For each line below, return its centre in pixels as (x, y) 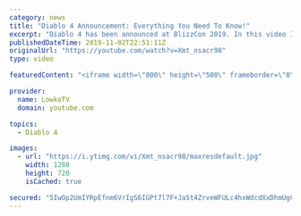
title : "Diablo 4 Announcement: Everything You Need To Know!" (130, 26)
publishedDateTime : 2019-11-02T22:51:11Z (88, 42)
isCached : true (54, 181)
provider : (28, 91)
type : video (31, 59)
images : (24, 148)
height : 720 (47, 173)
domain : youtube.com (56, 108)
